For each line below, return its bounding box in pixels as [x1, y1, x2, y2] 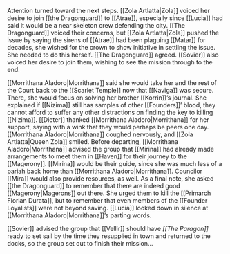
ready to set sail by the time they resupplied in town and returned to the [7, 232, 211, 240]
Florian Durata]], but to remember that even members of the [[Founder [7, 197, 208, 204]
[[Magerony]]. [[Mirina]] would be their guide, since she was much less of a [7, 160, 222, 167]
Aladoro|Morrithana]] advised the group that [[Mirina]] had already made [7, 145, 214, 153]
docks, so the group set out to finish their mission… [7, 239, 153, 247]
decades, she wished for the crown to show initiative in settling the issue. [7, 44, 215, 51]
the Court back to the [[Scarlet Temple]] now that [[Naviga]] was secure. [7, 87, 214, 94]
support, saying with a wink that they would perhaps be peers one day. [7, 123, 209, 131]
